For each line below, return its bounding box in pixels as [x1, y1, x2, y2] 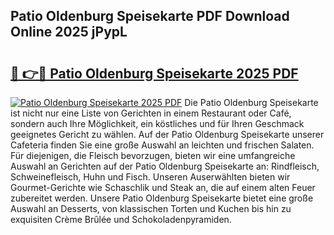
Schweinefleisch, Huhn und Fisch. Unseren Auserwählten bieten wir [10, 171, 291, 183]
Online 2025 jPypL [10, 24, 128, 41]
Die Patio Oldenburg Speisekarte [184, 97, 319, 108]
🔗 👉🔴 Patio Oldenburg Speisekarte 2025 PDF [10, 65, 299, 82]
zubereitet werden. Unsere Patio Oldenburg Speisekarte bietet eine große [10, 192, 314, 204]
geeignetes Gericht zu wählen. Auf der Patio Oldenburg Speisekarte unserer [10, 129, 325, 140]
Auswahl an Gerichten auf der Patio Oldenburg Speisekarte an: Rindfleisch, [10, 160, 320, 172]
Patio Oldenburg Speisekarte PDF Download [10, 8, 290, 25]
